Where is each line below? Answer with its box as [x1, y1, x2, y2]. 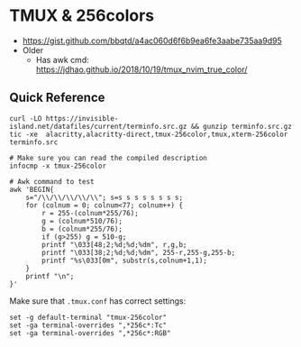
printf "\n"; [25, 271, 75, 280]
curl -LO [9, 114, 42, 123]
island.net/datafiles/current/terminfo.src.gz [9, 122, 187, 131]
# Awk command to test [9, 177, 95, 186]
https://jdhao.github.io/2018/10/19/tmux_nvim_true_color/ [35, 64, 248, 75]
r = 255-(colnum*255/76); [41, 208, 140, 217]
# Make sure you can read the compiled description [9, 153, 207, 162]
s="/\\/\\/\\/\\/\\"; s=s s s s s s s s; [25, 193, 183, 202]
